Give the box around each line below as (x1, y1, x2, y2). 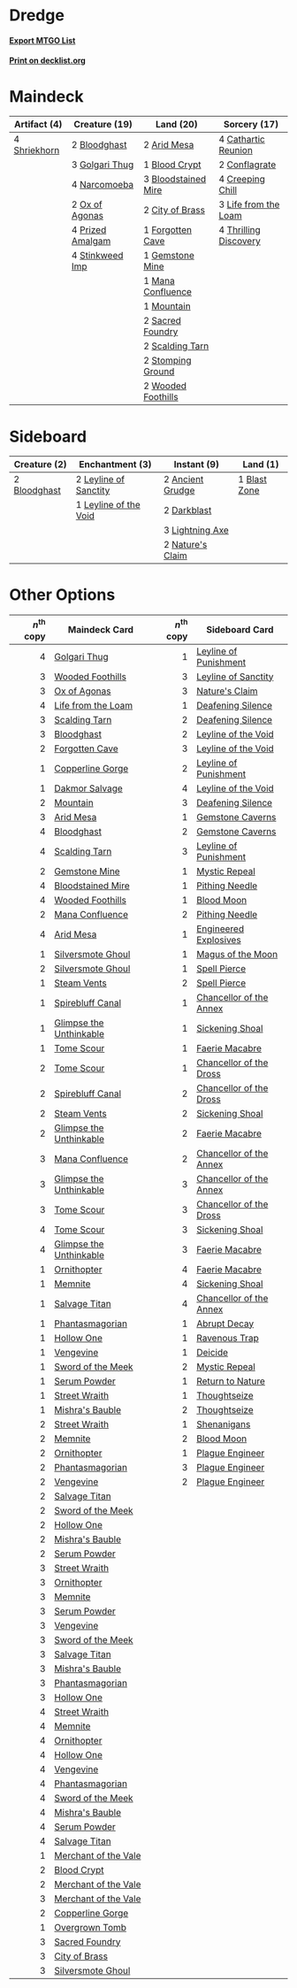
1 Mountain (142, 300, 192, 312)
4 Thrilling (218, 224, 261, 236)
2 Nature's (163, 539, 208, 551)
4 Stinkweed (71, 249, 124, 262)
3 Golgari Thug (71, 158, 134, 171)
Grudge (163, 484, 195, 496)
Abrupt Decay (195, 1317, 255, 1330)
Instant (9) (173, 458, 219, 471)
